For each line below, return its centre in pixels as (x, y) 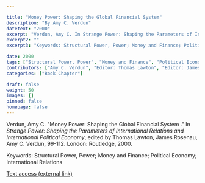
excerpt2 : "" (23, 40)
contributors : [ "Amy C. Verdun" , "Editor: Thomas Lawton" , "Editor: (95, 67)
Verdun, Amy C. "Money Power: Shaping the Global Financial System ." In (99, 124)
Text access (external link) (40, 173)
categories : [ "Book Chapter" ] (45, 74)
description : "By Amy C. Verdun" (49, 23)
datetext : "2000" (28, 29)
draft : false (23, 85)
